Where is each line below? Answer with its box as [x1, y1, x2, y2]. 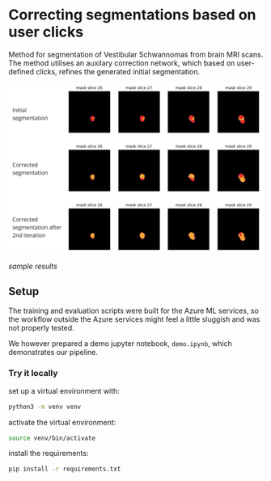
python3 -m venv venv [8, 403, 82, 411]
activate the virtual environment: [8, 417, 116, 427]
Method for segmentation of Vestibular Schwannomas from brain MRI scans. [8, 49, 264, 59]
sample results [8, 261, 58, 271]
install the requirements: [8, 449, 89, 458]
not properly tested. [8, 323, 74, 333]
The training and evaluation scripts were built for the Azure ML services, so [8, 306, 259, 316]
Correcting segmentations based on [8, 6, 256, 24]
